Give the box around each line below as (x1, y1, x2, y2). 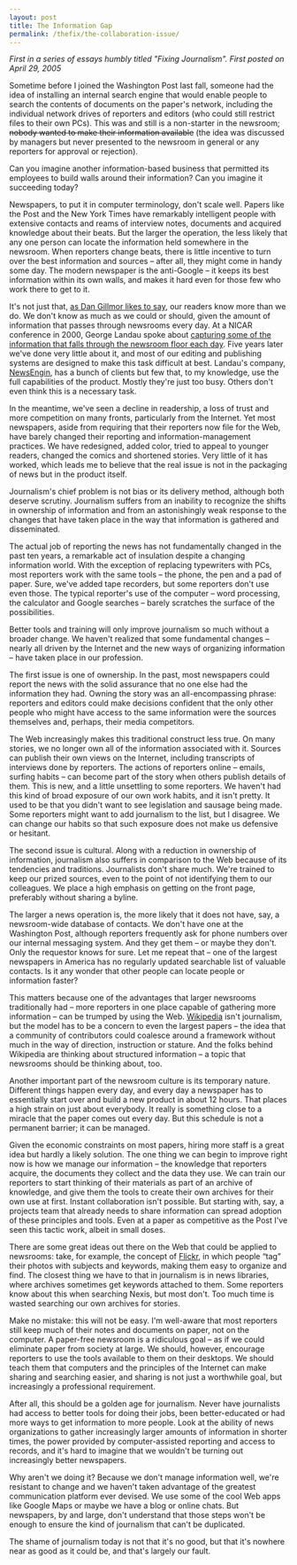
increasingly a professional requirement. (9, 1382, 156, 1392)
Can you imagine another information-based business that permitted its (9, 163, 270, 174)
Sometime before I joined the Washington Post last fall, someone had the (9, 81, 274, 91)
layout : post (9, 12, 57, 22)
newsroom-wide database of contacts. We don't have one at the (9, 919, 244, 930)
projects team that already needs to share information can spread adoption (9, 1206, 283, 1217)
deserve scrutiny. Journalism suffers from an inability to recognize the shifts (9, 495, 286, 506)
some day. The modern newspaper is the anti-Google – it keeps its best (9, 265, 270, 276)
